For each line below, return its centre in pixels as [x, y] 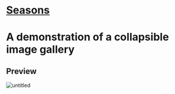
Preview [22, 71]
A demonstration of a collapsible [88, 37]
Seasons [28, 10]
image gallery [40, 50]
